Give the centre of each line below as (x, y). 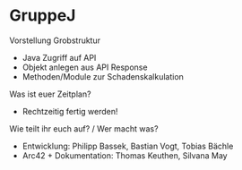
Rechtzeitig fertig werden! (70, 111)
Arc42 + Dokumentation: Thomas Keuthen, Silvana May (125, 155)
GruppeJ (43, 16)
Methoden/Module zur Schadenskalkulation (103, 76)
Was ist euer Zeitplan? (50, 94)
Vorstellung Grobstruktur (55, 40)
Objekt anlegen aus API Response (85, 67)
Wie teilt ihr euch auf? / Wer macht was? (84, 128)
